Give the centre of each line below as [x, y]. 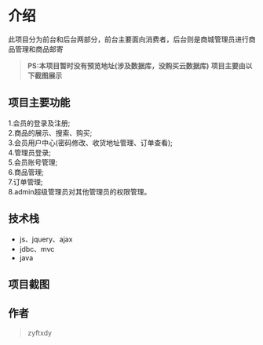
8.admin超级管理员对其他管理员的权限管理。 [80, 191]
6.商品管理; [26, 172]
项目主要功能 [39, 103]
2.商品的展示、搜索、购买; [50, 133]
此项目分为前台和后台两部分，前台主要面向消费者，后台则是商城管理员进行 [128, 39]
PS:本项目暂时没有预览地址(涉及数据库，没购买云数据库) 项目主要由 [136, 65]
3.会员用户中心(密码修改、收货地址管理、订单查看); [90, 143]
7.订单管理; [26, 182]
